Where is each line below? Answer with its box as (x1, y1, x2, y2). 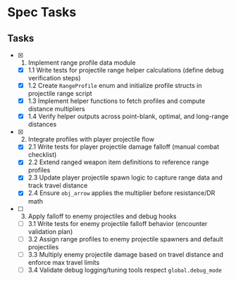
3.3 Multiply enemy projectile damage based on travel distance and (27, 250, 223, 258)
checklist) (27, 151, 57, 159)
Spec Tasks (7, 4, 77, 20)
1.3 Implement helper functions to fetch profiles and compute (27, 96, 206, 106)
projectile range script (27, 89, 93, 98)
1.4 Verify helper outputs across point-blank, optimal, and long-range (27, 112, 229, 120)
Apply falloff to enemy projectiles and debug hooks (27, 212, 177, 220)
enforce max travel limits (27, 258, 100, 266)
